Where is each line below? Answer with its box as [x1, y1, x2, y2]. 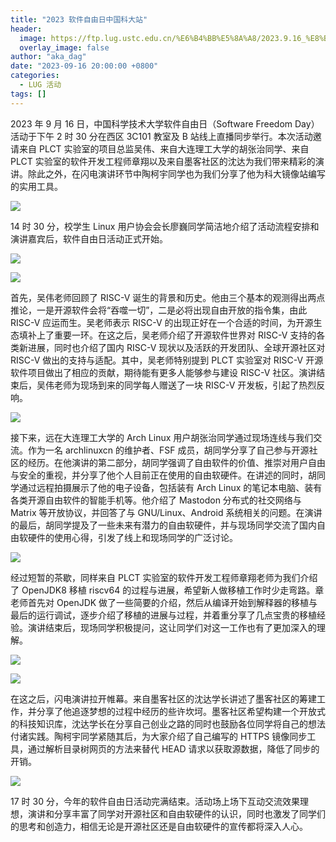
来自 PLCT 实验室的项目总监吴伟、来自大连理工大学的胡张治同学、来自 [18, 142, 310, 155]
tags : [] [10, 89, 47, 99]
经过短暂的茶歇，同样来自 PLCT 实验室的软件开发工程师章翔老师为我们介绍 [10, 571, 318, 583]
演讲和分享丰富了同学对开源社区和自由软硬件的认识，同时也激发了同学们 [27, 807, 326, 820]
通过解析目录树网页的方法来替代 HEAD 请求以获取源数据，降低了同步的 [27, 742, 320, 755]
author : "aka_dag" [10, 52, 87, 62]
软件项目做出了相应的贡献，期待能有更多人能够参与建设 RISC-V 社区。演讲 [10, 366, 317, 378]
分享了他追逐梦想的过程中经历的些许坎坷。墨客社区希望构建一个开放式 [36, 705, 326, 717]
